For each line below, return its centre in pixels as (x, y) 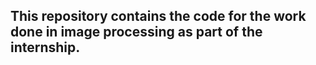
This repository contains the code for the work (158, 16)
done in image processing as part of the (136, 32)
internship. (45, 47)
